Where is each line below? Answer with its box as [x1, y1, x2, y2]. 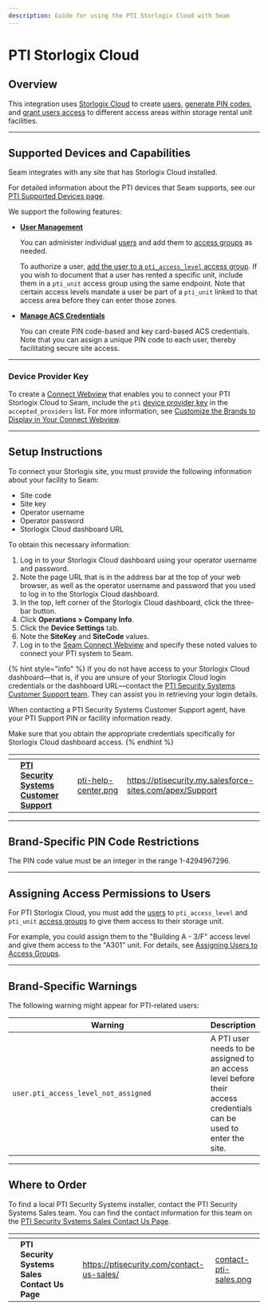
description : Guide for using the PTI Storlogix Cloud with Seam [8, 11, 230, 20]
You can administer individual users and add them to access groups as [19, 238, 253, 247]
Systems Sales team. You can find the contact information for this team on [8, 1208, 253, 1217]
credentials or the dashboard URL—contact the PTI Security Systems [8, 681, 235, 690]
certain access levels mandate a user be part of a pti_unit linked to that [19, 287, 258, 297]
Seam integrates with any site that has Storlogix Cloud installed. [8, 168, 218, 177]
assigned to [210, 1052, 254, 1063]
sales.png [215, 1273, 252, 1284]
